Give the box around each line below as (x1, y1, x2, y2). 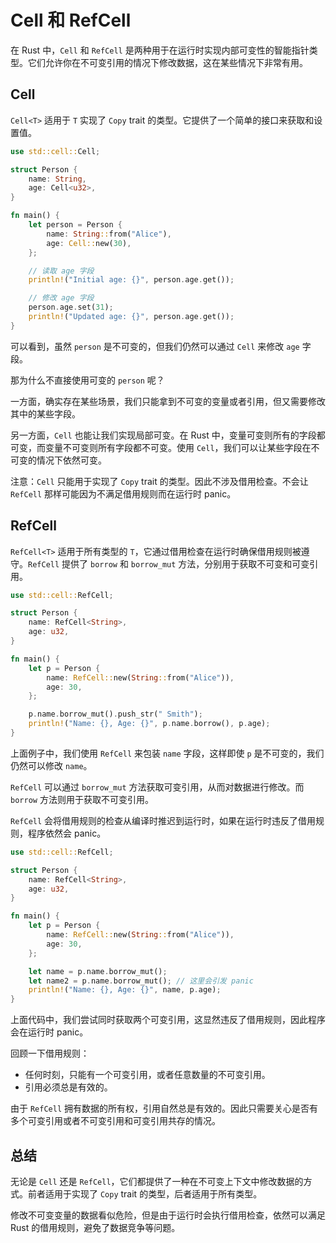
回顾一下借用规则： (10, 1047, 90, 1060)
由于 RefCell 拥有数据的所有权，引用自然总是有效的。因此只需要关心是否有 (10, 1102, 318, 1115)
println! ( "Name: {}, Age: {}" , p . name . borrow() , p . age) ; (28, 719, 271, 729)
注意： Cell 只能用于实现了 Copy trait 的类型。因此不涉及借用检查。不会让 (10, 475, 309, 487)
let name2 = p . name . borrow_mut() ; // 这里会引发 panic (28, 976, 254, 986)
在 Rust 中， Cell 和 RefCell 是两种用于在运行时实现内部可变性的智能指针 (10, 44, 310, 56)
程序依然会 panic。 (27, 827, 107, 839)
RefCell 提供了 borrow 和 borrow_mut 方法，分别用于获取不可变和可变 (28, 557, 310, 570)
